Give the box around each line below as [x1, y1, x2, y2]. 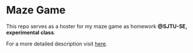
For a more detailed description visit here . [6, 40, 107, 47]
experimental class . [6, 29, 56, 36]
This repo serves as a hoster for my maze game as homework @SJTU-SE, [6, 23, 188, 30]
